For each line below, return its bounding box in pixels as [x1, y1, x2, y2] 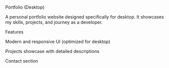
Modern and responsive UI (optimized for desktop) [5, 38, 110, 44]
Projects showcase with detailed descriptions [5, 48, 100, 54]
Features [5, 29, 24, 34]
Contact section [5, 58, 39, 64]
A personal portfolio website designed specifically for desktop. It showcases [5, 14, 164, 19]
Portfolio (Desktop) [5, 4, 45, 10]
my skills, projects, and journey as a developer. [5, 19, 103, 25]
